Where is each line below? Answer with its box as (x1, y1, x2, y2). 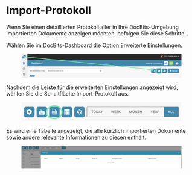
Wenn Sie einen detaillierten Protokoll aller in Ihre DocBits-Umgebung (6, 23, 179, 31)
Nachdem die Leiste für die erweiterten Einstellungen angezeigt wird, (6, 84, 178, 91)
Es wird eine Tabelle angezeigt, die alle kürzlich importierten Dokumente (6, 127, 186, 134)
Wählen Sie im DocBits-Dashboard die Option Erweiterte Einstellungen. (6, 41, 183, 49)
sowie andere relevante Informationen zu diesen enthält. (6, 134, 147, 141)
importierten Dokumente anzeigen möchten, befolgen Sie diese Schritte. (6, 29, 186, 37)
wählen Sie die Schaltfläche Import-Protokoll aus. (6, 90, 129, 97)
